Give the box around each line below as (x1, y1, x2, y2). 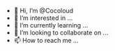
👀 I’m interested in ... (13, 14, 73, 22)
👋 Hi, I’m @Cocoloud (13, 7, 74, 14)
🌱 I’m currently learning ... (13, 21, 89, 29)
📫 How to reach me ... (13, 37, 79, 44)
